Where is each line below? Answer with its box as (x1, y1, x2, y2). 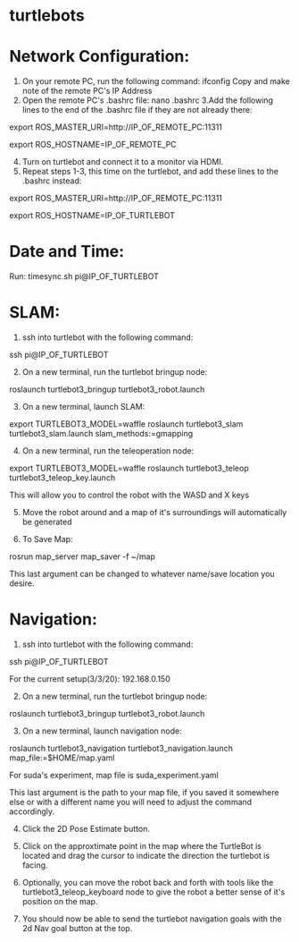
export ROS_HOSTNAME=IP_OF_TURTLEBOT (9, 210, 176, 221)
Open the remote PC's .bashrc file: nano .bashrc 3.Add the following (21, 95, 274, 106)
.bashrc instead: (21, 175, 82, 186)
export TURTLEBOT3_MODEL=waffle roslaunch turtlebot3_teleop (9, 463, 249, 473)
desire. (9, 578, 35, 589)
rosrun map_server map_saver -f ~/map (9, 551, 156, 562)
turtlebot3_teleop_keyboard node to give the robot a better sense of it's (21, 887, 286, 897)
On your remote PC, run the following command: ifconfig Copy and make (21, 76, 290, 87)
